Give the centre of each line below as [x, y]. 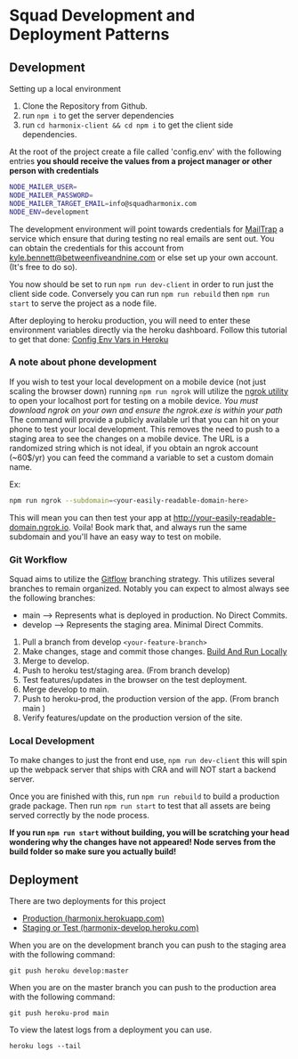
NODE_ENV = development [49, 212]
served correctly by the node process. [79, 816]
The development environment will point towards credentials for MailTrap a [147, 229]
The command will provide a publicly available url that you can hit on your [144, 419]
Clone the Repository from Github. [85, 106]
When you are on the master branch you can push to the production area [143, 988]
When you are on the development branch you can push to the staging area [148, 945]
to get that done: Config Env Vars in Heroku [89, 339]
